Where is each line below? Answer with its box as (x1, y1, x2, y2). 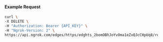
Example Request (4, 4, 41, 10)
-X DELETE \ (4, 19, 29, 24)
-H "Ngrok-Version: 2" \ (4, 28, 55, 33)
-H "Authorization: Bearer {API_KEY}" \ (4, 23, 88, 28)
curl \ (4, 14, 18, 19)
